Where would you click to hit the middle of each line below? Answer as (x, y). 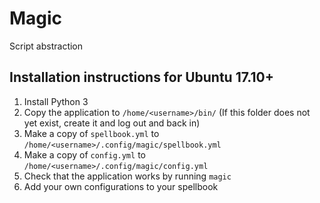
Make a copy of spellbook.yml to (91, 133)
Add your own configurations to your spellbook (121, 186)
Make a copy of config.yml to (84, 154)
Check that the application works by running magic (127, 176)
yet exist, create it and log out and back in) (112, 123)
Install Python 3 (56, 101)
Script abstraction (46, 46)
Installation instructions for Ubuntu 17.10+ (141, 77)
